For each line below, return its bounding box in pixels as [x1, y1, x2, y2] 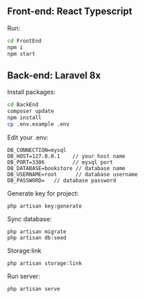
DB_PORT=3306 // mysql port [7, 159, 113, 166]
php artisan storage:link [7, 259, 82, 266]
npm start [7, 50, 36, 58]
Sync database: [7, 214, 52, 223]
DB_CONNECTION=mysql [7, 146, 67, 153]
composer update [7, 108, 54, 115]
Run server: [7, 272, 40, 280]
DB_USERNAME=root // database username [7, 171, 138, 178]
